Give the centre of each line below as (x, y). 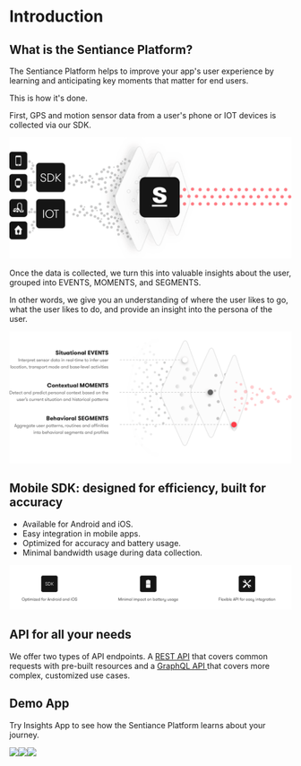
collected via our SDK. (50, 125)
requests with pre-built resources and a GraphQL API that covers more (140, 666)
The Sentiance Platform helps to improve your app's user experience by (142, 71)
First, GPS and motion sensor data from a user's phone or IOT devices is (143, 115)
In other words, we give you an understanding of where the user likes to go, (149, 300)
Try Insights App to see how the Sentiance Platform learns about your (138, 725)
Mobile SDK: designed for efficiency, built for (138, 488)
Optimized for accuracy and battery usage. (102, 543)
